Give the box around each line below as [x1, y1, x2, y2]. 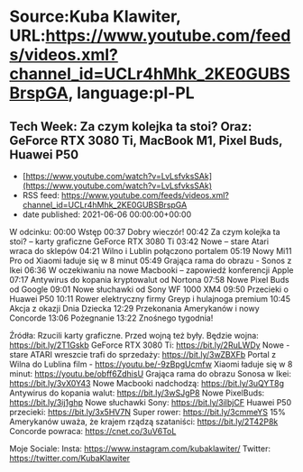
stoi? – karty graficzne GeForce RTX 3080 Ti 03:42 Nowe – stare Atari [9, 236, 269, 247]
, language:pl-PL [68, 83, 196, 104]
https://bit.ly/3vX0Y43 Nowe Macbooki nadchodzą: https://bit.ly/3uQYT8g [9, 378, 285, 388]
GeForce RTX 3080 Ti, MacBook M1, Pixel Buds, [9, 132, 283, 148]
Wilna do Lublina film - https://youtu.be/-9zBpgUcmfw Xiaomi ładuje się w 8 [9, 359, 293, 369]
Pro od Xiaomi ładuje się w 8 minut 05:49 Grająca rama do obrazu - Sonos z [9, 255, 292, 266]
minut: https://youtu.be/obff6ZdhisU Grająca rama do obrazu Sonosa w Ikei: [9, 368, 291, 379]
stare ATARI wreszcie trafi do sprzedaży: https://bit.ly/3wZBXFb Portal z [9, 349, 277, 359]
